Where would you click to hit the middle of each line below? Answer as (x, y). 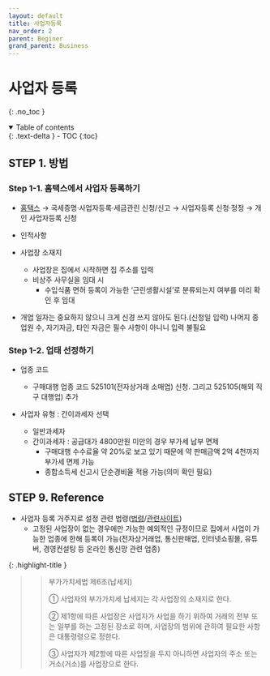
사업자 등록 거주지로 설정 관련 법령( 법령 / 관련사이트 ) (101, 518)
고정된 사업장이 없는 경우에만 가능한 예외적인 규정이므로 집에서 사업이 (141, 528)
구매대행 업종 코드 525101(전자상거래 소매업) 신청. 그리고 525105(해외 (143, 387)
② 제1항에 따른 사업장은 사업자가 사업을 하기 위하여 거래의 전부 (149, 616)
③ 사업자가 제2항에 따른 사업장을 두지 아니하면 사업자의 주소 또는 (153, 653)
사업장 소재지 (41, 252)
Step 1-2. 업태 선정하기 (51, 350)
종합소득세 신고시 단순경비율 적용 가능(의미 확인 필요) (128, 472)
